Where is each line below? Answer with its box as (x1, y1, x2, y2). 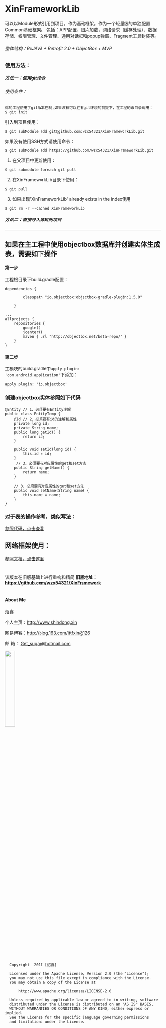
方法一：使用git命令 (5, 75, 45, 81)
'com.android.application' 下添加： (5, 372, 78, 378)
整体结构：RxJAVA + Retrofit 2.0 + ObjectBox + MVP (5, 45, 112, 51)
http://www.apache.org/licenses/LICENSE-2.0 (18, 988, 112, 994)
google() (23, 325, 41, 331)
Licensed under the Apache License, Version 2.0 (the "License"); (9, 971, 149, 976)
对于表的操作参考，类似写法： (5, 513, 77, 520)
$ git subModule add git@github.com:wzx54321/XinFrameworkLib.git (5, 129, 145, 134)
